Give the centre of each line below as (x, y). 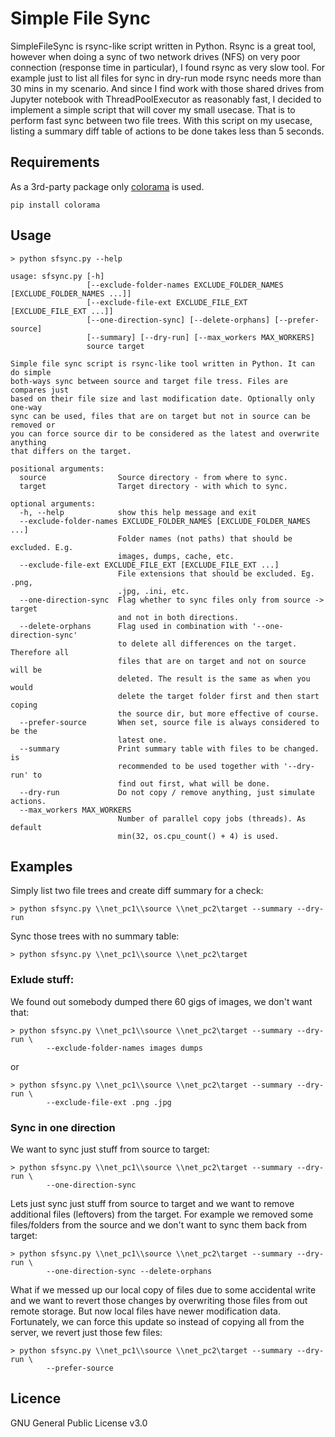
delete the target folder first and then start (218, 696)
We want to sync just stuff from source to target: (110, 1149)
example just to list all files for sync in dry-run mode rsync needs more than (166, 78)
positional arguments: (57, 468)
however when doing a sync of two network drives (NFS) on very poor (155, 56)
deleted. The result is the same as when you (214, 678)
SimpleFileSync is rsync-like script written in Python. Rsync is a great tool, (163, 46)
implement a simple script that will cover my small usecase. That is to (153, 109)
